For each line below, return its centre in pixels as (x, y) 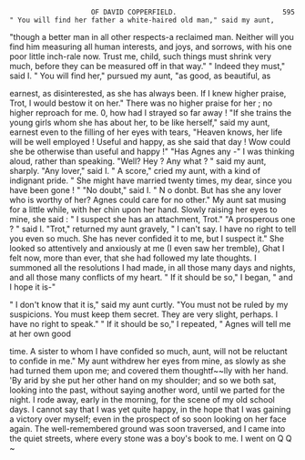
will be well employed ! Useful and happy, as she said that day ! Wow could (150, 142)
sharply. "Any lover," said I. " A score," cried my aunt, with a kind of (135, 171)
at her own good (40, 333)
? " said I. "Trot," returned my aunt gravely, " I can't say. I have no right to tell (153, 229)
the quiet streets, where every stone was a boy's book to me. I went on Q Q (151, 438)
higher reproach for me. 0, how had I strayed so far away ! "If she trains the (151, 112)
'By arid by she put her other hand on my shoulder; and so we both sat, (143, 380)
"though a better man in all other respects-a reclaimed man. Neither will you (152, 37)
